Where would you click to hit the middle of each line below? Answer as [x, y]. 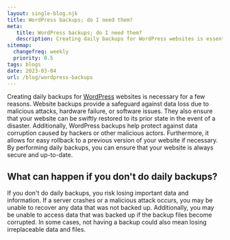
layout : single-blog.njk [42, 13]
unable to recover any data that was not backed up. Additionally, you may [111, 208]
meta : [15, 26]
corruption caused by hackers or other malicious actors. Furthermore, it [108, 133]
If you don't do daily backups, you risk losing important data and [98, 193]
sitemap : [20, 45]
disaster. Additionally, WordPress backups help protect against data [103, 126]
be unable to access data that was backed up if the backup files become [110, 215]
